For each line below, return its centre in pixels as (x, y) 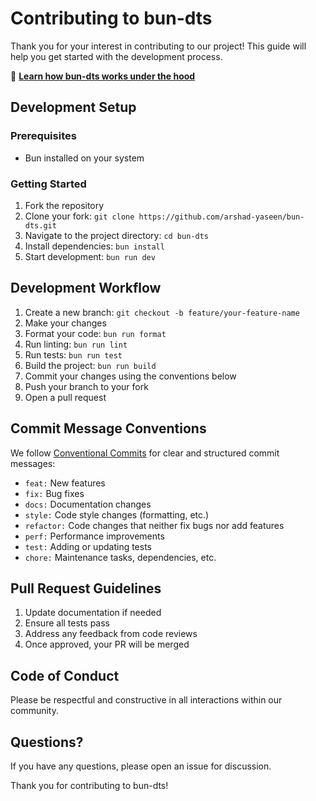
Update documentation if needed (93, 613)
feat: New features (65, 483)
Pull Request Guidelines (86, 588)
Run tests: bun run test (73, 354)
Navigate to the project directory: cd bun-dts (116, 235)
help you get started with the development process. (116, 56)
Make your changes (65, 323)
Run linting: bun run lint (76, 344)
